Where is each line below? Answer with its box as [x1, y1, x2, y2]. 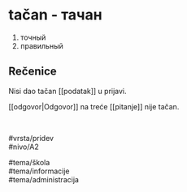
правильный [20, 41, 63, 50]
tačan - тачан [8, 6, 103, 24]
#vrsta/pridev [8, 133, 54, 143]
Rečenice [8, 65, 57, 79]
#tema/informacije [8, 166, 71, 176]
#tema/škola [8, 157, 50, 167]
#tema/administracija [8, 174, 80, 184]
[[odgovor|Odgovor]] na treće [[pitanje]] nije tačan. [8, 101, 180, 111]
